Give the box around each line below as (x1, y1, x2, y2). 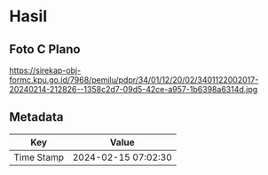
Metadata (9, 109, 64, 125)
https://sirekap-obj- (9, 65, 82, 76)
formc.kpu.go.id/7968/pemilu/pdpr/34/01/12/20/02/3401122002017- (9, 75, 259, 85)
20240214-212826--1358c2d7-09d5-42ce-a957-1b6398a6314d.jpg (9, 84, 258, 94)
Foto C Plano (9, 42, 81, 57)
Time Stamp (13, 151, 65, 163)
